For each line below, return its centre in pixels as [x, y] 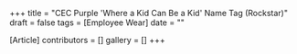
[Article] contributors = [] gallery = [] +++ [88, 40]
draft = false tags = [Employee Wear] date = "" [97, 22]
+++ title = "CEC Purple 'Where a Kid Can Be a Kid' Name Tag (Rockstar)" [148, 13]
